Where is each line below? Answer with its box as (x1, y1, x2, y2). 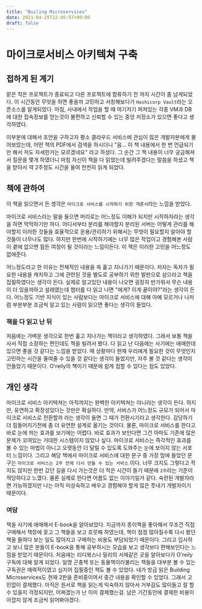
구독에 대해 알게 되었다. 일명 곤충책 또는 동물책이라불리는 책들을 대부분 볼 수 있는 (6, 558, 196, 566)
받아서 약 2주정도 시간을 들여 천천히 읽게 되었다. (12, 164, 125, 171)
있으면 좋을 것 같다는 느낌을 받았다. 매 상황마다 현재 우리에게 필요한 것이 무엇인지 (6, 348, 196, 355)
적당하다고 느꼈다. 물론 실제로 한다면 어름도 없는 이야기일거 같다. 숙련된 (6, 474, 174, 482)
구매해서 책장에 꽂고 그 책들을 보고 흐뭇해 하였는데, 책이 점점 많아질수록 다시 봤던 (6, 528, 196, 536)
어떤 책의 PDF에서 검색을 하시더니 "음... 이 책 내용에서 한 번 (33, 141, 173, 148)
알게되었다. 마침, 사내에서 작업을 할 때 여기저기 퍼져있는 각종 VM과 (27, 106, 184, 113)
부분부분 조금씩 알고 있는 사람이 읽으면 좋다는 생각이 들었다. (12, 301, 153, 308)
